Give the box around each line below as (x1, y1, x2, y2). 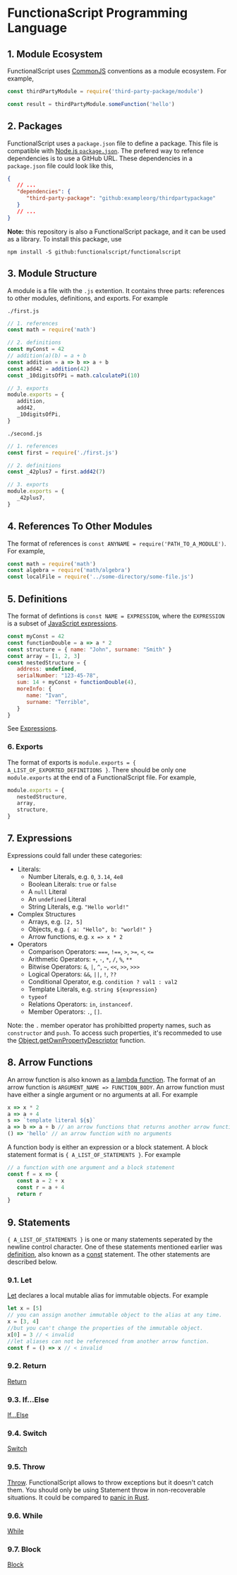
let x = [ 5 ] (7, 1305, 42, 1312)
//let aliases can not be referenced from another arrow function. (7, 1338, 210, 1345)
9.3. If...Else (7, 1394, 49, 1404)
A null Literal (28, 887, 67, 896)
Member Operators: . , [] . (28, 1007, 102, 1016)
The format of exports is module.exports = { (7, 757, 136, 767)
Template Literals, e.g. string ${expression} (28, 985, 158, 993)
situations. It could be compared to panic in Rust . (7, 1493, 150, 1502)
